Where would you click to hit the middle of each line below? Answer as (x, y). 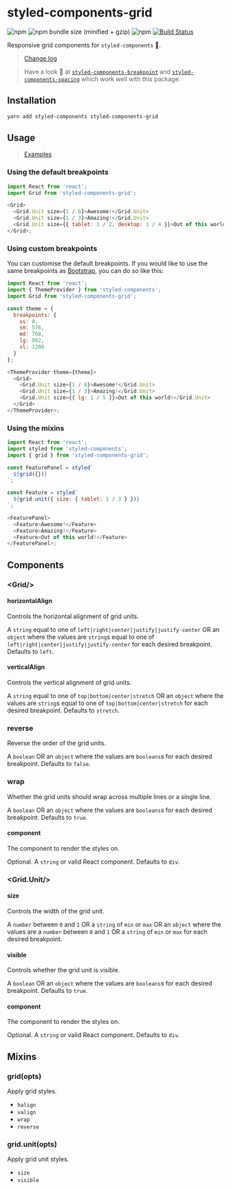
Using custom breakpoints (52, 248)
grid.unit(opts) (32, 1144)
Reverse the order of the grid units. (57, 743)
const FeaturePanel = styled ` (51, 468)
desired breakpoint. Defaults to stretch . (64, 710)
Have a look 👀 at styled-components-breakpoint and (97, 72)
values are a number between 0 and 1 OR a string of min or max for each (107, 931)
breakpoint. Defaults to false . (49, 764)
